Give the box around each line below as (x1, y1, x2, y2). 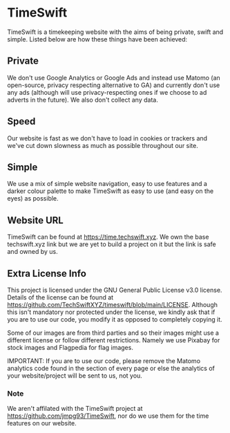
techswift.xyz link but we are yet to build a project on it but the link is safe (7, 240, 216, 248)
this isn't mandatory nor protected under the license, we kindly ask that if (7, 308, 215, 316)
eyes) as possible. (7, 194, 59, 203)
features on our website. (7, 419, 77, 427)
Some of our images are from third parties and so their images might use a (7, 329, 220, 337)
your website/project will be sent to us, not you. (7, 371, 143, 380)
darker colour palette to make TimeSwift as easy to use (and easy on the (7, 187, 214, 195)
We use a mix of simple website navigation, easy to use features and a (7, 180, 207, 188)
